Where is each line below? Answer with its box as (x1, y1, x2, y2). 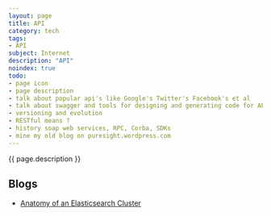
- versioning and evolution (8, 110, 103, 118)
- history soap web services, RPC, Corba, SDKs (8, 124, 172, 132)
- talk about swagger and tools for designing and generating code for (8, 102, 254, 110)
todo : (8, 72, 27, 80)
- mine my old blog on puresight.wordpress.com (8, 131, 172, 139)
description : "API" (8, 57, 74, 65)
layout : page (8, 11, 52, 20)
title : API (8, 19, 45, 27)
